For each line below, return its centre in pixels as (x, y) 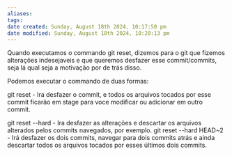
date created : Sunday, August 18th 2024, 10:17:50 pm (87, 26)
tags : (15, 20)
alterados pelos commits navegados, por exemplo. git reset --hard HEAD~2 (116, 130)
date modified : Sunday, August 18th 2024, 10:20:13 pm (88, 33)
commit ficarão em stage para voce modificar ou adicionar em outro (105, 102)
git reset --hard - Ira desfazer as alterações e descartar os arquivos (105, 123)
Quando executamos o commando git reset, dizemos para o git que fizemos (116, 53)
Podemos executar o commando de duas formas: (78, 81)
